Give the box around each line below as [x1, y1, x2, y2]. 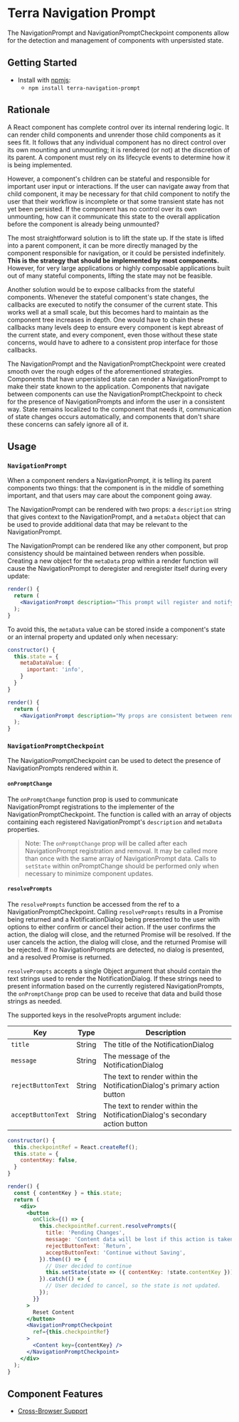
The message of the [102, 1051, 171, 1061]
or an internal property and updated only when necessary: [7, 632, 179, 641]
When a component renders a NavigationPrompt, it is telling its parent [7, 476, 211, 485]
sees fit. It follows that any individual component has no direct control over [7, 137, 226, 147]
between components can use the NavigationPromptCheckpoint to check [7, 389, 223, 398]
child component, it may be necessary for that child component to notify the [7, 189, 230, 198]
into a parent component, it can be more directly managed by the [7, 241, 198, 250]
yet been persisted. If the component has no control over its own [7, 204, 197, 213]
